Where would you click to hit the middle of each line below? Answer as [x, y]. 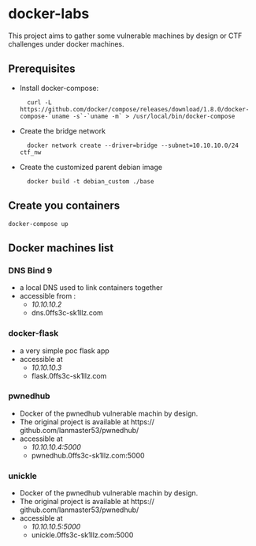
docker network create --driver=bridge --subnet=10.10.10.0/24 [133, 145]
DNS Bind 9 [30, 270]
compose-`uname [45, 116]
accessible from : [48, 296]
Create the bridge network [63, 130]
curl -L [40, 102]
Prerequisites [42, 69]
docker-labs [49, 14]
